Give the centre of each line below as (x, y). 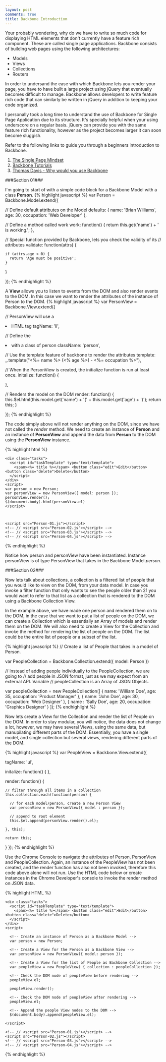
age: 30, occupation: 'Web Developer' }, (46, 215)
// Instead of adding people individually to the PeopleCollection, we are (78, 671)
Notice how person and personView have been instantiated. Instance (76, 555)
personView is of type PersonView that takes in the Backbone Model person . (83, 561)
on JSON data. (20, 884)
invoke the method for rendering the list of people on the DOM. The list (77, 632)
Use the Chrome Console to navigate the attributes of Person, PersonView (81, 857)
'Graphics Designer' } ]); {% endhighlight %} (51, 707)
